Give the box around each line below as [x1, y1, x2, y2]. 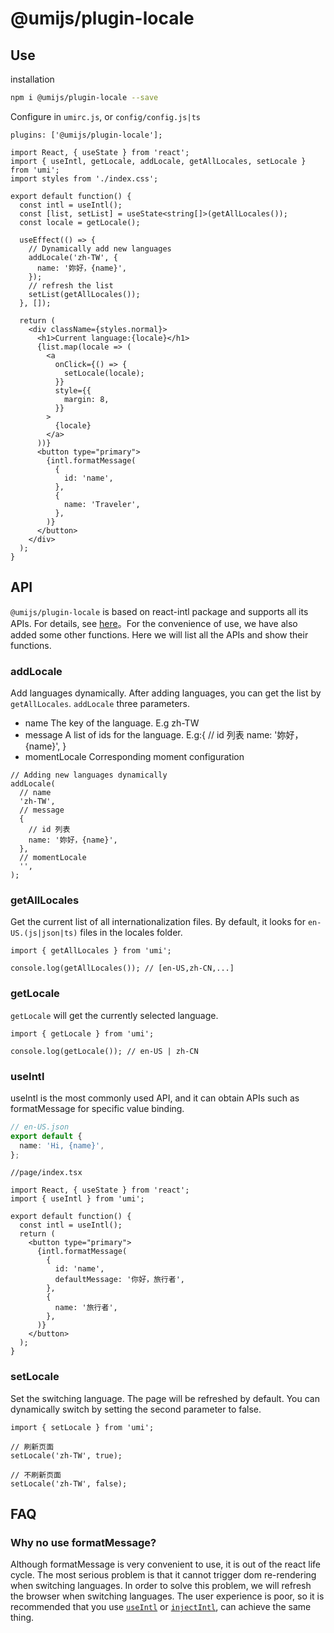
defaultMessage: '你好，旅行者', [54, 1275, 185, 1285]
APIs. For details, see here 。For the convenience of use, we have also [10, 617, 298, 629]
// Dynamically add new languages [28, 243, 172, 254]
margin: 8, [63, 394, 110, 404]
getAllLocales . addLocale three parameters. [10, 697, 191, 709]
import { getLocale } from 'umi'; [10, 1028, 155, 1039]
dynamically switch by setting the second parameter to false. [10, 1403, 262, 1415]
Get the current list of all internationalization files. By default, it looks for [10, 916, 306, 928]
